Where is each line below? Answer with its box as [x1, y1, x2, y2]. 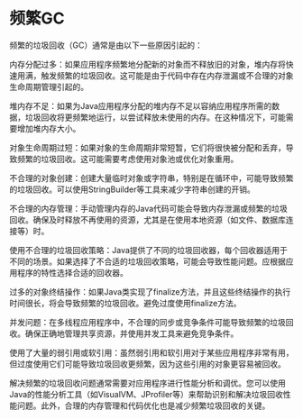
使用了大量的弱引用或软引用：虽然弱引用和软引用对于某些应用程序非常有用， [9, 347, 294, 358]
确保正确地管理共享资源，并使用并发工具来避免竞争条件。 [24, 328, 239, 339]
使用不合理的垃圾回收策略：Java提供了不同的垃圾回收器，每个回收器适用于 [9, 244, 289, 255]
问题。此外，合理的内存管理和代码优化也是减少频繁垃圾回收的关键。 [16, 400, 271, 411]
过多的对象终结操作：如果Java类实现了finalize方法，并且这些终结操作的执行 [9, 286, 291, 297]
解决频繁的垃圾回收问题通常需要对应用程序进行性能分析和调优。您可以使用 [9, 378, 286, 388]
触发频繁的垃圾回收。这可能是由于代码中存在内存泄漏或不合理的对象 [40, 69, 294, 81]
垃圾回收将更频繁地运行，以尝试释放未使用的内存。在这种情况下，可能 [24, 112, 286, 123]
